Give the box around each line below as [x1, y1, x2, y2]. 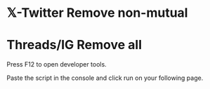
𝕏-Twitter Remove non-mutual [6, 5, 188, 21]
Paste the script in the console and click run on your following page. [6, 74, 204, 82]
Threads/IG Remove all [6, 37, 142, 53]
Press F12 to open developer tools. [6, 60, 107, 69]
